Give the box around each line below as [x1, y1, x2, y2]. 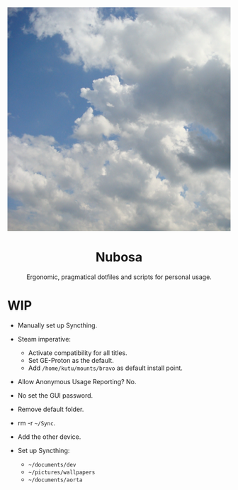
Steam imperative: [17, 334, 71, 343]
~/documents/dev [28, 461, 76, 468]
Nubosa [95, 249, 143, 266]
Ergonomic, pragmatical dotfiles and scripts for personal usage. [25, 273, 212, 281]
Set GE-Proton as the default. [28, 356, 115, 364]
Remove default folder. [17, 405, 84, 413]
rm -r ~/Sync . [17, 418, 56, 427]
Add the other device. [17, 432, 81, 441]
